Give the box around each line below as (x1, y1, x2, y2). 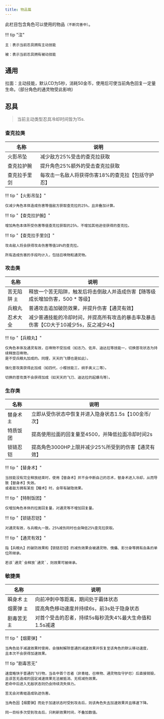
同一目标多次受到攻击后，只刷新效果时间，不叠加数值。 (5, 710, 100, 715)
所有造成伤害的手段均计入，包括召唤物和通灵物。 (5, 252, 89, 258)
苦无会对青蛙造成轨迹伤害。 (5, 691, 53, 696)
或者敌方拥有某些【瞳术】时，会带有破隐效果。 (5, 486, 85, 491)
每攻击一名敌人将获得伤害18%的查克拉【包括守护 (40, 171, 154, 178)
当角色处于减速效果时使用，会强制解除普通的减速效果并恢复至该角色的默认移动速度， (5, 646, 150, 651)
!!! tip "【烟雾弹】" (5, 635, 42, 641)
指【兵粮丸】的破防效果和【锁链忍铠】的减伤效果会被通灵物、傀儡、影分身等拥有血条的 (5, 546, 154, 551)
